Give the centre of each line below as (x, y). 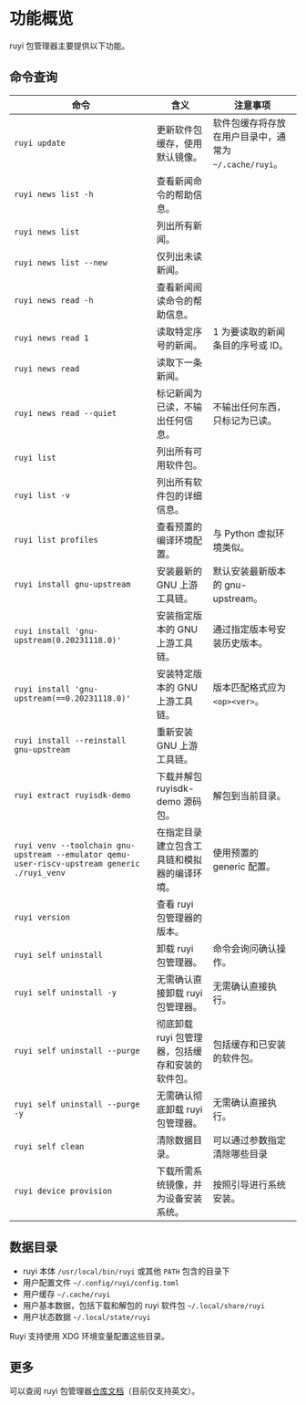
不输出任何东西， (250, 407)
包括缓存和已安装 (250, 1044)
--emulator (79, 854)
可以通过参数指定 (250, 1140)
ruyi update (40, 143)
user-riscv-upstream (58, 864)
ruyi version (42, 917)
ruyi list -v (42, 495)
